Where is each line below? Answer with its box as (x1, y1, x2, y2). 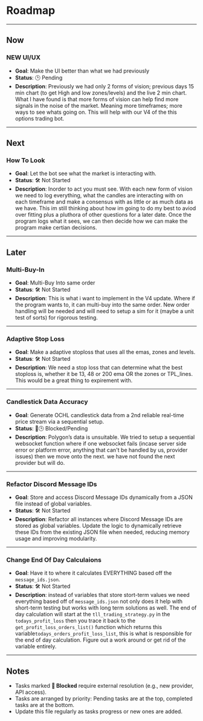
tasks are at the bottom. (14, 702, 74, 708)
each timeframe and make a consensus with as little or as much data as (14, 198, 193, 206)
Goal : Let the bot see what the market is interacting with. (14, 170, 156, 177)
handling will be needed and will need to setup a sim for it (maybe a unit (14, 308, 195, 315)
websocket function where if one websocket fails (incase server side (14, 440, 187, 447)
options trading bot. (14, 114, 65, 122)
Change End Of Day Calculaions (6, 555, 101, 564)
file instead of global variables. (14, 500, 92, 507)
